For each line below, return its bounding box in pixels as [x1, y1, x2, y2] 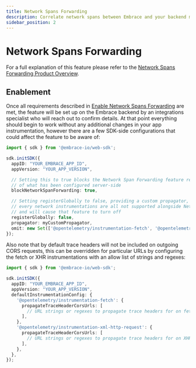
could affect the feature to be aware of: [6, 134, 100, 141]
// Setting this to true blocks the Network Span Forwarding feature [11, 176, 184, 183]
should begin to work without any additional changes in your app [6, 121, 162, 129]
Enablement [6, 87, 51, 97]
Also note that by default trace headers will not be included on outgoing [6, 241, 178, 248]
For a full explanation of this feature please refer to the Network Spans [6, 64, 176, 71]
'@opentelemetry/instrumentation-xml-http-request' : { [16, 325, 153, 331]
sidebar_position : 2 [6, 19, 57, 25]
